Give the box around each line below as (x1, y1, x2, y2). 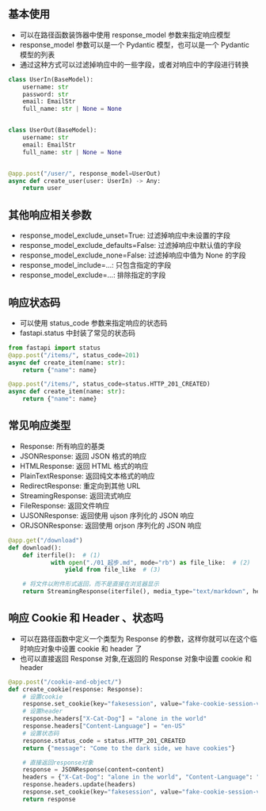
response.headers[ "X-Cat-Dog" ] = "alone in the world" (22, 715, 207, 723)
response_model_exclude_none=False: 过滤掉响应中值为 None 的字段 (19, 250, 246, 260)
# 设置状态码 (22, 729, 59, 737)
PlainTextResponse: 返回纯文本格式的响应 (19, 470, 156, 481)
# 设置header (22, 707, 63, 715)
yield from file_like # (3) (64, 565, 161, 574)
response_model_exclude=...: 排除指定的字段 (19, 270, 166, 280)
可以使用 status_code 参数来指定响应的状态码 (19, 318, 168, 327)
